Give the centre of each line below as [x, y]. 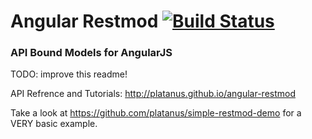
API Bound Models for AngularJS [91, 53]
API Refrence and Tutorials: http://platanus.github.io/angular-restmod [153, 94]
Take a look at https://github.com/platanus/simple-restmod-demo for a [156, 113]
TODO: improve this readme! [69, 74]
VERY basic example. [54, 124]
